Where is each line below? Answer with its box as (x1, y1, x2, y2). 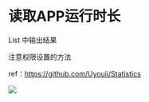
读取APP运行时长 (8, 7, 121, 25)
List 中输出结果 (8, 35, 57, 45)
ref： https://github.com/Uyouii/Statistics (8, 69, 142, 78)
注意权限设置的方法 (8, 52, 72, 61)
